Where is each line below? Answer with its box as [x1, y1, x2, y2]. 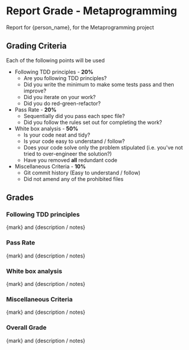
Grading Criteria [6, 41, 67, 51]
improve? [23, 87, 46, 94]
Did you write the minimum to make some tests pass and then [23, 81, 175, 88]
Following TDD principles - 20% [14, 68, 94, 75]
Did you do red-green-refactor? [23, 100, 101, 107]
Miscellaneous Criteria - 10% [14, 163, 86, 170]
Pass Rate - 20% [14, 106, 57, 113]
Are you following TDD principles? [23, 74, 107, 81]
